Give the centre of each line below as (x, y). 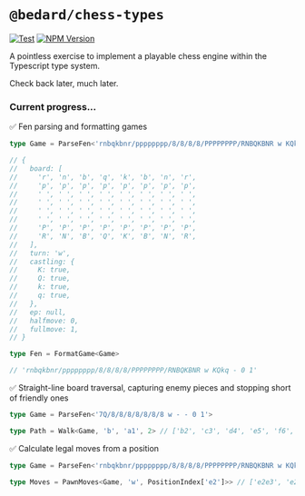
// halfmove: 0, (44, 321)
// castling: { (42, 262)
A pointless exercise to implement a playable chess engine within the (138, 55)
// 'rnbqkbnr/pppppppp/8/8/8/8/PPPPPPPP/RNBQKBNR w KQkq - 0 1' (133, 371)
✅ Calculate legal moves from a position (84, 448)
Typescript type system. (54, 65)
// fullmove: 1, (44, 329)
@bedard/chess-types (87, 15)
